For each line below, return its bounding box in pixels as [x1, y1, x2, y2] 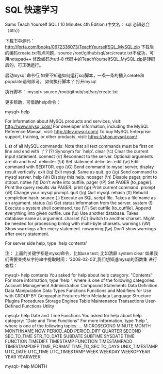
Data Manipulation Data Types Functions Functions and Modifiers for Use [5, 288, 151, 293]
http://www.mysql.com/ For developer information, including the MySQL [5, 123, 149, 129]
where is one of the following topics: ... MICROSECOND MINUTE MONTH [5, 323, 151, 328]
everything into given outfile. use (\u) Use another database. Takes [5, 210, 139, 216]
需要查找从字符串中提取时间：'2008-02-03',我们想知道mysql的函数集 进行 [9, 256, 158, 262]
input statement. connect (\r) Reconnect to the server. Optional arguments [5, 153, 153, 159]
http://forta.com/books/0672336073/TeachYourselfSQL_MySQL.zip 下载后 [5, 44, 154, 50]
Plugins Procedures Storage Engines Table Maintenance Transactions [5, 298, 145, 304]
